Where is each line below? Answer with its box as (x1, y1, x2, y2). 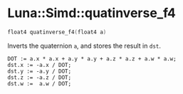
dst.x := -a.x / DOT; (7, 61, 72, 68)
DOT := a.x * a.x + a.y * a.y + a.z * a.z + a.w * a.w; (7, 55, 177, 62)
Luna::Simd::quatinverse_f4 (7, 5, 176, 21)
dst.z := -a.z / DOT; (7, 73, 72, 81)
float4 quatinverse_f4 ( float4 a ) (7, 28, 107, 36)
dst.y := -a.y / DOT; (7, 68, 72, 75)
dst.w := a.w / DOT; (7, 80, 72, 87)
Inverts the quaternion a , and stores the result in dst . (7, 41, 162, 50)
